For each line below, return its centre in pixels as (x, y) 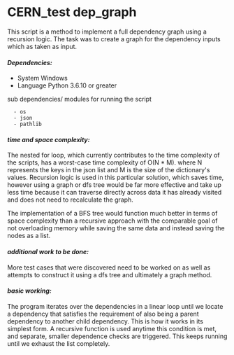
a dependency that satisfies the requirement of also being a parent (103, 314)
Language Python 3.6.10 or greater (67, 85)
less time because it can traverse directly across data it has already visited (115, 193)
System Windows (42, 78)
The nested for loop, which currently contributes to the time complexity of (114, 155)
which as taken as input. (42, 46)
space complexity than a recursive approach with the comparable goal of (112, 221)
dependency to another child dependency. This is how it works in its (105, 321)
